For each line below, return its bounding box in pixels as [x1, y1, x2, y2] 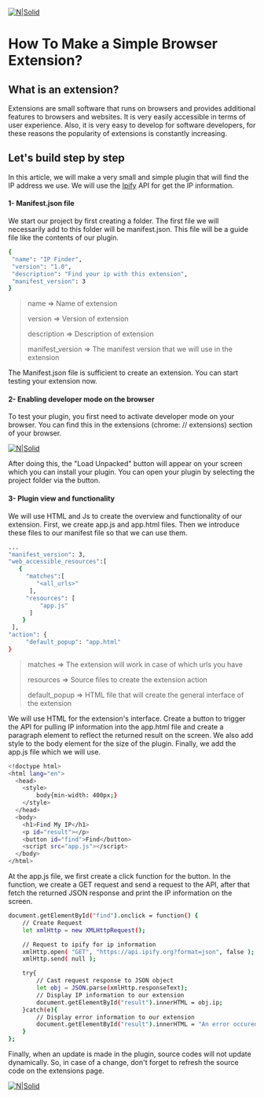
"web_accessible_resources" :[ [8, 558, 108, 566]
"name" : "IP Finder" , [11, 255, 82, 263]
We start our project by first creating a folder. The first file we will [8, 216, 219, 226]
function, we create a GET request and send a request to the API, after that [8, 880, 250, 890]
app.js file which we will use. [8, 747, 101, 756]
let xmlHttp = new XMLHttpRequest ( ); [22, 926, 146, 935]
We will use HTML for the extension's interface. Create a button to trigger [8, 714, 246, 723]
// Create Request [22, 919, 82, 927]
